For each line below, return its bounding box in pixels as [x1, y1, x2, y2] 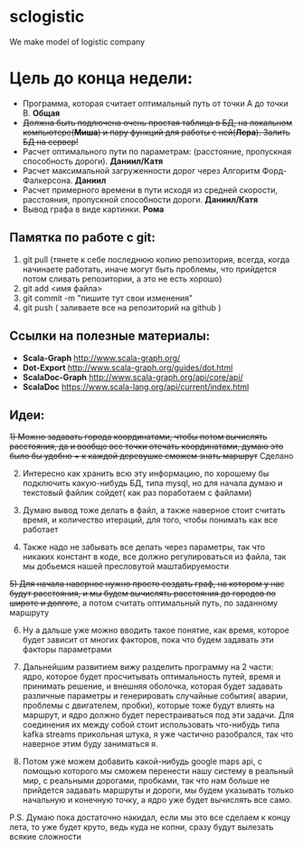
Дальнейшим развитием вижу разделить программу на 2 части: [22, 662, 274, 673]
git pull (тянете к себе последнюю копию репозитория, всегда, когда [22, 253, 290, 264]
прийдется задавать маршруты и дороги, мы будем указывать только [22, 785, 294, 796]
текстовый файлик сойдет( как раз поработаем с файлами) [22, 487, 252, 499]
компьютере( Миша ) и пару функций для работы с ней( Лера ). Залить [22, 127, 291, 138]
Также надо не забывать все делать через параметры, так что [22, 541, 265, 553]
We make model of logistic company [9, 36, 146, 47]
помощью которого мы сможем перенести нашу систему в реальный [22, 766, 294, 777]
